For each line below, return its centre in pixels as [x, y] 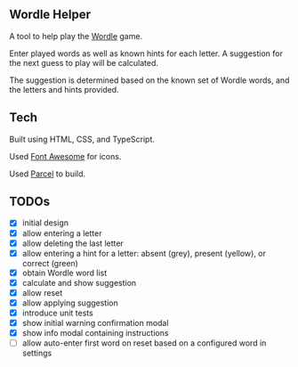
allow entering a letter [62, 233]
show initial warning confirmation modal [95, 323]
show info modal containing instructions [95, 333]
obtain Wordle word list [64, 273]
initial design [45, 223]
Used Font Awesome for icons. [65, 156]
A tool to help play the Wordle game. [76, 36]
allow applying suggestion [70, 303]
